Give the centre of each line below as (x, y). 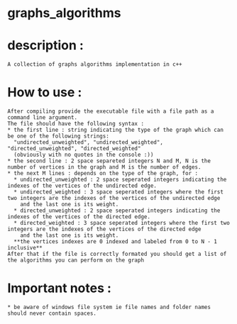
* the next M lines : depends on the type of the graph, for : (103, 174)
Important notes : (60, 288)
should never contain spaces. (52, 313)
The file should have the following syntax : (76, 124)
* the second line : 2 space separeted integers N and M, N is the (109, 161)
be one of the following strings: (59, 136)
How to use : (45, 93)
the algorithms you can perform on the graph (76, 260)
